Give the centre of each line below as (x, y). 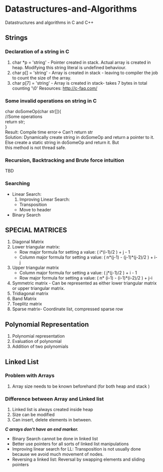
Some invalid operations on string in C (51, 101)
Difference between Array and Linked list (54, 399)
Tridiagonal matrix (30, 294)
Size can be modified (33, 415)
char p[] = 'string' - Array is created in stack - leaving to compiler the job (85, 73)
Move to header (35, 209)
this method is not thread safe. (36, 148)
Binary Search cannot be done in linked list (55, 439)
